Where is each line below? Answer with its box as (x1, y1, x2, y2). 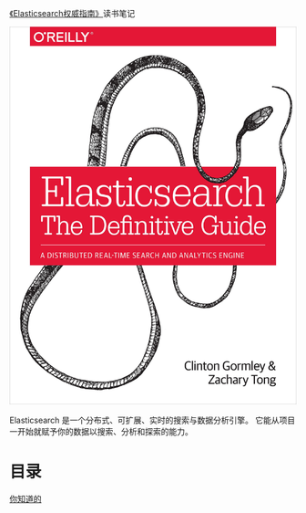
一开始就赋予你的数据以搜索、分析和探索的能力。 (9, 425, 193, 436)
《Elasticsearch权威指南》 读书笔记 (9, 8, 136, 18)
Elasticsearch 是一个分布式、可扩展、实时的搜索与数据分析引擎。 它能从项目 (9, 414, 296, 425)
